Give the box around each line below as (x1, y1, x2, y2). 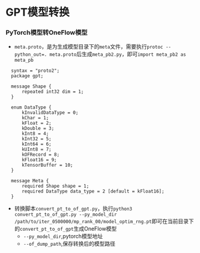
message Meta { (11, 178, 49, 184)
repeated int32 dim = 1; (21, 89, 84, 95)
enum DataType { (11, 104, 52, 111)
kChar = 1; (21, 115, 49, 121)
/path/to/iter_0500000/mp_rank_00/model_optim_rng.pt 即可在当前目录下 (14, 218, 194, 225)
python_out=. (14, 52, 47, 58)
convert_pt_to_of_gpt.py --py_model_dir (14, 212, 117, 218)
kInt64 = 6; (21, 141, 52, 147)
